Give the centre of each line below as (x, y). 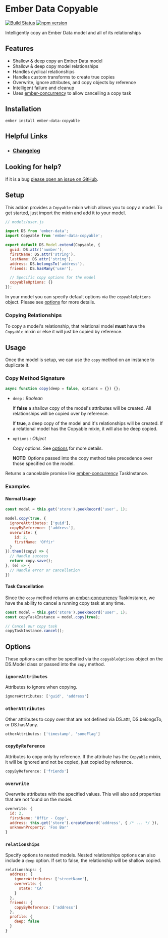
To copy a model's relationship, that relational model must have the (75, 326)
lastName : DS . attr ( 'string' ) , (41, 259)
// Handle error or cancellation (45, 570)
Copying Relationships (34, 315)
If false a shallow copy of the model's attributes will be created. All (82, 408)
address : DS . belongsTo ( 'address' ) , (47, 264)
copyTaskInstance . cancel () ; (35, 631)
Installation (23, 109)
